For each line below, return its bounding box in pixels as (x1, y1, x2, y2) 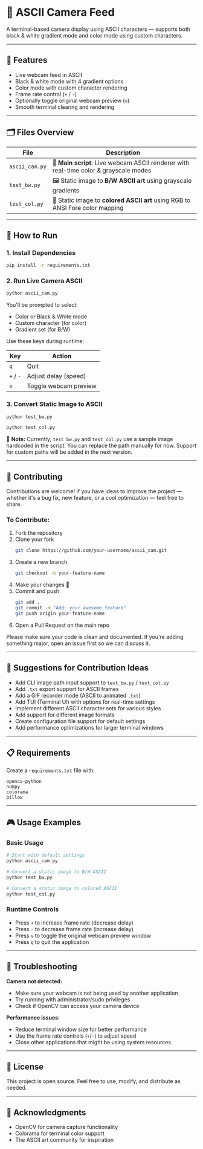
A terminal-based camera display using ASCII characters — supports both (6, 25, 191, 33)
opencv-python (6, 779, 42, 785)
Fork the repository (14, 529, 63, 537)
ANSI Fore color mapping (52, 203, 124, 212)
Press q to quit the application (14, 938, 89, 946)
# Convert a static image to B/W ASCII (6, 868, 107, 875)
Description (105, 148, 141, 157)
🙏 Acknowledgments (6, 1107, 86, 1118)
